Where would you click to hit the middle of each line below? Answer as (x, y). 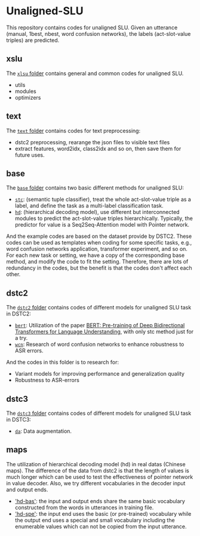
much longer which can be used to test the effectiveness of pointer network (100, 477)
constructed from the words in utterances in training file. (84, 507)
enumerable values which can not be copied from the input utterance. (101, 526)
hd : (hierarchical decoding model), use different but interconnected (97, 212)
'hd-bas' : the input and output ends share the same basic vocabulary (100, 501)
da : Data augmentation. (43, 431)
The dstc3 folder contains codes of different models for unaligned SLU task (99, 413)
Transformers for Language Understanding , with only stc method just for (104, 331)
